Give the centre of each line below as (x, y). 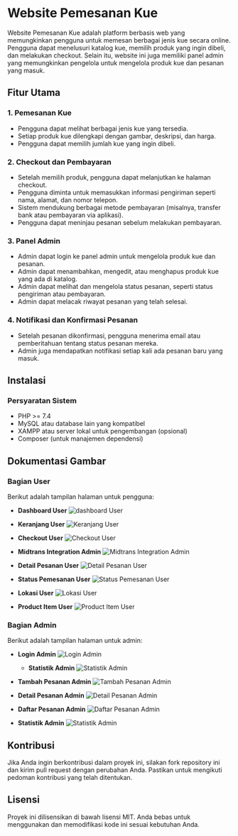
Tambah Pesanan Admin (54, 682)
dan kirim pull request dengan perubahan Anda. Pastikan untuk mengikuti (115, 770)
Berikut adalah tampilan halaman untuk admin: (75, 641)
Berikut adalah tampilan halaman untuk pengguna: (81, 496)
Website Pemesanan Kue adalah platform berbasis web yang (96, 33)
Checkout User (40, 538)
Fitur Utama (34, 93)
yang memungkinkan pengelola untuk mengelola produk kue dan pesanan (116, 62)
